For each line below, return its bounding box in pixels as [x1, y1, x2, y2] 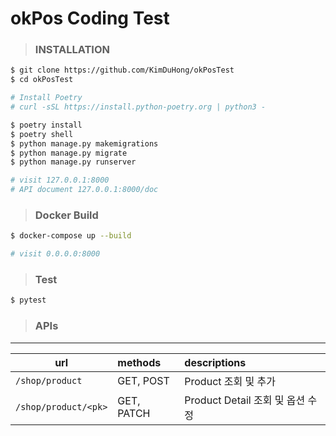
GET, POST [117, 373, 170, 387]
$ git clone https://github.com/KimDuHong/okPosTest [10, 65, 235, 76]
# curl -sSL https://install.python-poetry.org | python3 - [10, 102, 267, 112]
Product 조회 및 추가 [184, 374, 276, 388]
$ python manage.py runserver [10, 157, 137, 167]
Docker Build [34, 208, 99, 222]
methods [117, 355, 162, 369]
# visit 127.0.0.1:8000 [10, 175, 110, 186]
